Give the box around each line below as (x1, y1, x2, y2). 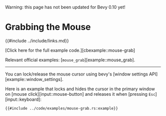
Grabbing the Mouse (5, 22, 91, 33)
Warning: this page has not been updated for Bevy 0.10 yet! (5, 4, 126, 10)
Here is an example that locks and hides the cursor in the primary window (5, 86, 155, 92)
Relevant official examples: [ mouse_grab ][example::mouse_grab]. (5, 57, 135, 63)
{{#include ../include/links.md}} (5, 38, 69, 43)
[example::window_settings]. (5, 76, 64, 82)
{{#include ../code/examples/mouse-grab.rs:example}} (5, 106, 119, 111)
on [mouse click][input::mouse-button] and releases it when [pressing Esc (5, 91, 156, 97)
